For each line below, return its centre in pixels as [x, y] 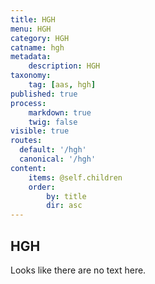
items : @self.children [75, 177]
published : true [44, 94]
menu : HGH [31, 29]
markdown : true [60, 112]
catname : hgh [37, 47]
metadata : [31, 57]
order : [42, 187]
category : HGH [40, 38]
